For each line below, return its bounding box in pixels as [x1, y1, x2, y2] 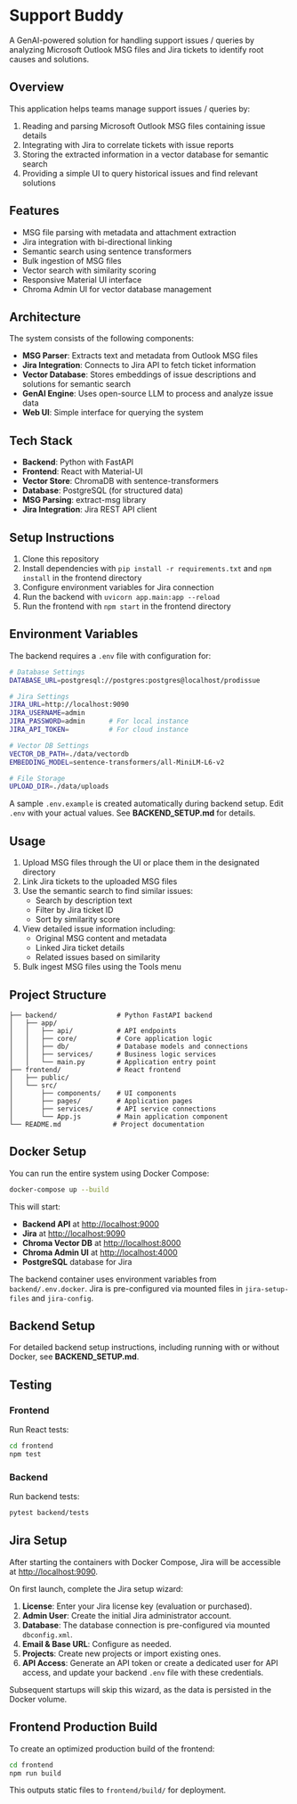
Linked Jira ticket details [35, 942, 125, 954]
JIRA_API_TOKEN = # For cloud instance [9, 726, 189, 734]
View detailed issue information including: [21, 923, 176, 934]
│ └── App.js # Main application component [9, 1111, 229, 1121]
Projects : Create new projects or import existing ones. [21, 1648, 221, 1659]
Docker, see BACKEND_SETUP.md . [9, 1351, 140, 1362]
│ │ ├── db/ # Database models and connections [9, 1042, 249, 1051]
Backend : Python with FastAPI [21, 456, 134, 468]
